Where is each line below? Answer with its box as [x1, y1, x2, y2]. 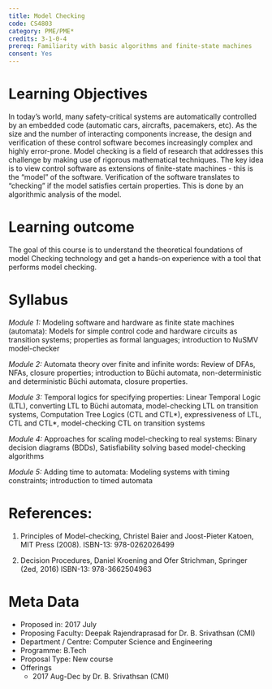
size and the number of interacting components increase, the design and [8, 129, 252, 138]
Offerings [19, 662, 53, 672]
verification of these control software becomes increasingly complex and [8, 137, 253, 147]
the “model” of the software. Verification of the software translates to [8, 172, 240, 181]
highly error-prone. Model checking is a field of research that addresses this [8, 146, 264, 155]
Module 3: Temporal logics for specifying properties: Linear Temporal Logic [8, 392, 261, 402]
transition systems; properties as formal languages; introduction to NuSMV [8, 334, 258, 344]
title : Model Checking [8, 11, 85, 20]
